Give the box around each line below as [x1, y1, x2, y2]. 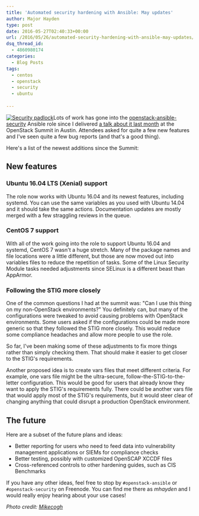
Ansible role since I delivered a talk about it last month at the [27, 120, 175, 127]
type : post [6, 22, 33, 28]
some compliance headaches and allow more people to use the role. [6, 331, 173, 338]
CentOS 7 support [6, 226, 59, 235]
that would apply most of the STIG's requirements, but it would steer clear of [6, 392, 193, 399]
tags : [6, 66, 20, 72]
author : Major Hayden [6, 15, 60, 22]
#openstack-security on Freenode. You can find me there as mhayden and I [6, 485, 191, 492]
